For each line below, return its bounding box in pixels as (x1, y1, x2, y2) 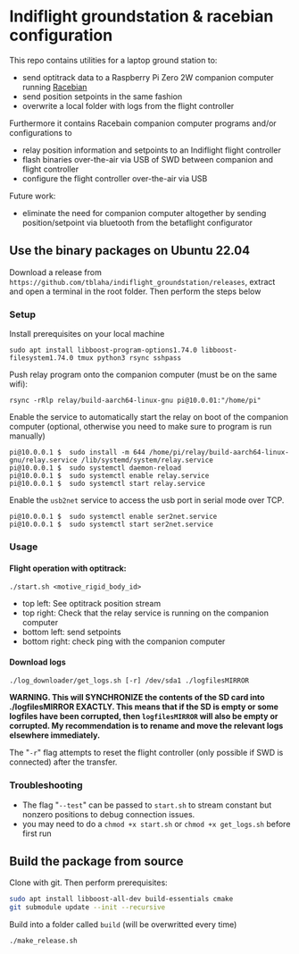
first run (21, 828, 52, 839)
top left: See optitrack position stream (21, 598, 162, 609)
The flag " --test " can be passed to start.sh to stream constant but (21, 799, 272, 810)
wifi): (9, 379, 29, 389)
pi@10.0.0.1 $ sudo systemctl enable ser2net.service (9, 512, 218, 522)
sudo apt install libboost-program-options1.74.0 (9, 346, 198, 355)
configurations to (9, 127, 73, 138)
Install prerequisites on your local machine (9, 329, 165, 339)
